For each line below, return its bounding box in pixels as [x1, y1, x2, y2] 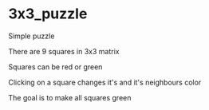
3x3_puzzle [8, 5, 88, 23]
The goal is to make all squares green [8, 92, 132, 102]
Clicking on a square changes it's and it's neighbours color [8, 77, 202, 87]
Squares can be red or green [8, 61, 103, 72]
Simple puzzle [8, 31, 55, 41]
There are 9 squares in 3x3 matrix [8, 46, 120, 56]
